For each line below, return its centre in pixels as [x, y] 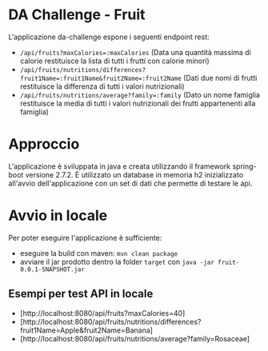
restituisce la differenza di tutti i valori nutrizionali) [102, 86]
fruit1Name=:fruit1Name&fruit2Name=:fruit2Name [100, 78]
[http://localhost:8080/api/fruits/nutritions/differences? [110, 321]
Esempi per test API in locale [81, 294]
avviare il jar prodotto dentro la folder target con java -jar [117, 261]
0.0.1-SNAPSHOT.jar [52, 269]
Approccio [44, 144]
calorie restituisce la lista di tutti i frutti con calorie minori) [114, 61]
